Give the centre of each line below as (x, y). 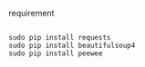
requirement (31, 13)
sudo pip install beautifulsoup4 (72, 45)
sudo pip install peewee (56, 53)
